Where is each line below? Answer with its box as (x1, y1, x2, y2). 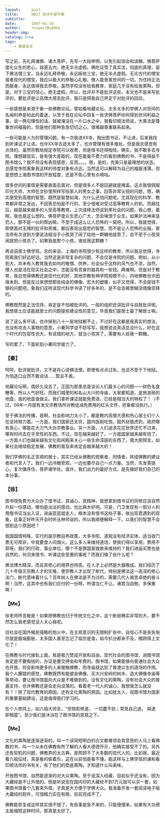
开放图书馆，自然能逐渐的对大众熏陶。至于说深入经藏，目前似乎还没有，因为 (5, 773, 160, 779)
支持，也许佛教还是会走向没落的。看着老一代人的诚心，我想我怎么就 (9, 683, 147, 689)
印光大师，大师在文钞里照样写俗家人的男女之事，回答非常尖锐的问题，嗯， (5, 188, 156, 194)
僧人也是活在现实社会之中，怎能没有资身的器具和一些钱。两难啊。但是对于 (5, 266, 156, 272)
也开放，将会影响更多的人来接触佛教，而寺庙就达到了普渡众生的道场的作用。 (5, 664, 160, 670)
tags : (5, 39, 16, 44)
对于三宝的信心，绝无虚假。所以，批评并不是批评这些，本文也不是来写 (13, 89, 156, 95)
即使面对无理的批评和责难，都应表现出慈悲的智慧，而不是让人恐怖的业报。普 (5, 225, 160, 231)
